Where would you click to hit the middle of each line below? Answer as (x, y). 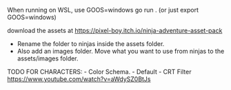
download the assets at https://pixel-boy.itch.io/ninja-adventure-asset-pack (115, 31)
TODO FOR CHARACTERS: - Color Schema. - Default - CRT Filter (99, 72)
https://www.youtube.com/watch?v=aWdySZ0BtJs (79, 79)
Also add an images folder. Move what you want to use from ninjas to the (121, 51)
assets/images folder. (48, 58)
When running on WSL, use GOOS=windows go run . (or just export (103, 10)
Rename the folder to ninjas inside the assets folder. (91, 44)
